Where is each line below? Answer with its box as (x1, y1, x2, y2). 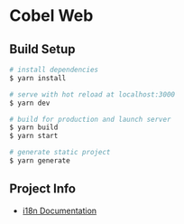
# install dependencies (9, 65, 99, 74)
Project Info (9, 182, 77, 197)
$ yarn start (9, 132, 59, 141)
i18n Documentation (22, 205, 97, 216)
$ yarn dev (9, 98, 51, 107)
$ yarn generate (9, 156, 70, 165)
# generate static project (9, 148, 111, 157)
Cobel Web (9, 5, 94, 26)
